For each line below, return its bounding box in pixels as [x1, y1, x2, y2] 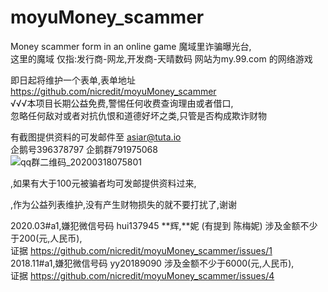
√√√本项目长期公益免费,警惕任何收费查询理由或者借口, [10, 97, 234, 109]
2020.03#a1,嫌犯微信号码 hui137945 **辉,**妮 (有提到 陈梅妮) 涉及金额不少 [10, 219, 318, 231]
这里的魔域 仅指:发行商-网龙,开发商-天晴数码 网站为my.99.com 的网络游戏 [10, 52, 313, 65]
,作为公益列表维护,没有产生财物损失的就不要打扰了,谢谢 [10, 198, 238, 210]
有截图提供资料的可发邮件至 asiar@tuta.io [10, 131, 182, 143]
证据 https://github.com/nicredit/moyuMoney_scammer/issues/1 [10, 244, 273, 256]
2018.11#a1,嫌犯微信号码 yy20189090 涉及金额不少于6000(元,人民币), [10, 257, 295, 269]
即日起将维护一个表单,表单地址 [10, 74, 137, 86]
